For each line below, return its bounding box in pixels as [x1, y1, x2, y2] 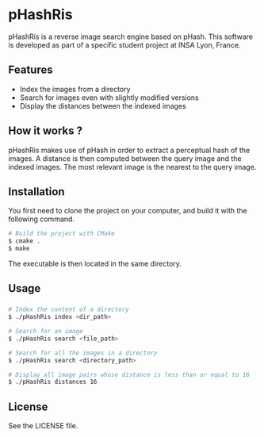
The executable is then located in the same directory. [8, 259, 182, 268]
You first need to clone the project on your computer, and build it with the [8, 206, 247, 216]
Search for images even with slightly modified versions [19, 93, 200, 102]
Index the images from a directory [19, 84, 131, 94]
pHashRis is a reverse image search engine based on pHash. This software [8, 32, 254, 41]
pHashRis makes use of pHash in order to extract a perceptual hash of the [8, 145, 251, 155]
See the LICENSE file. [8, 421, 78, 431]
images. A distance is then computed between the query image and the [8, 153, 242, 163]
